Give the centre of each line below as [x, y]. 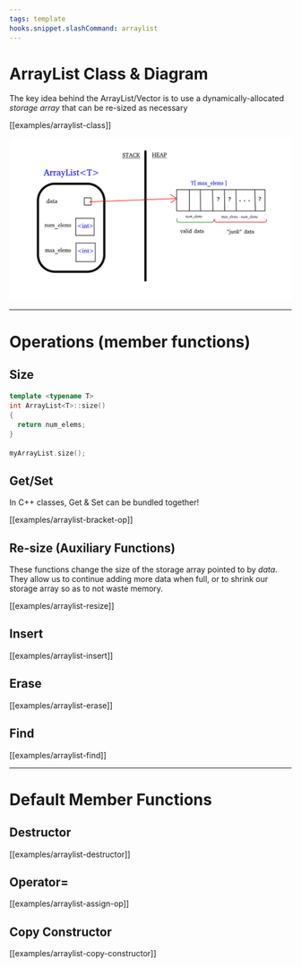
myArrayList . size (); [48, 453]
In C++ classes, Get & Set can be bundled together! [104, 502]
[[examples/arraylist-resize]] [62, 606]
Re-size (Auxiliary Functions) [93, 548]
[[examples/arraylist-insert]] [61, 655]
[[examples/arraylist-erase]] [61, 705]
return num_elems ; [52, 424]
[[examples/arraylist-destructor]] [70, 854]
